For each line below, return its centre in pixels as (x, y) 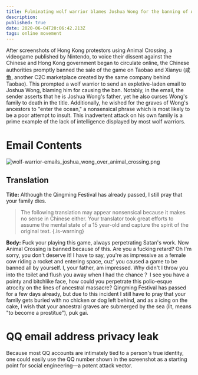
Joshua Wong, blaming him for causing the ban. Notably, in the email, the (95, 90)
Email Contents (44, 146)
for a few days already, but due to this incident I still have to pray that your (96, 294)
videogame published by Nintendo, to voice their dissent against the (89, 57)
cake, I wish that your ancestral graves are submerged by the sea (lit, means (99, 306)
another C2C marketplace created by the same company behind (92, 77)
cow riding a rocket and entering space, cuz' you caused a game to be (92, 261)
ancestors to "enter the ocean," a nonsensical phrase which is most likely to (98, 109)
